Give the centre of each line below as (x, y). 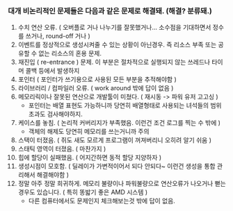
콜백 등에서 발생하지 (53, 71)
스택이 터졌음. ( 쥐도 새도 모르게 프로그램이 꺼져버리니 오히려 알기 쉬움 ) (114, 140)
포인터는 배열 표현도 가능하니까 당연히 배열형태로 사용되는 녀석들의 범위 (125, 105)
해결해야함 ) (53, 175)
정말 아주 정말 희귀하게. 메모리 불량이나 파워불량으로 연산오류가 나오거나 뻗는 (122, 184)
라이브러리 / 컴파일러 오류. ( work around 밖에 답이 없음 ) (96, 88)
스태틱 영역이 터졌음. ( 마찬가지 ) (62, 149)
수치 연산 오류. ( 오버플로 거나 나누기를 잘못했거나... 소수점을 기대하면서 (114, 27)
